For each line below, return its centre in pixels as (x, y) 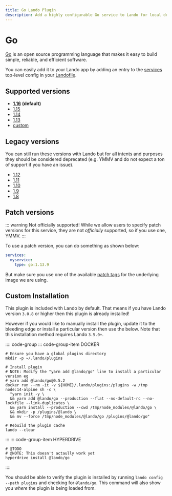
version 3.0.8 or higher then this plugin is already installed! (67, 314)
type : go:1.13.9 (32, 264)
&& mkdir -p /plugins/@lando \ (43, 412)
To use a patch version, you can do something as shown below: (72, 245)
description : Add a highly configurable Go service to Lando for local (83, 15)
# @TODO (14, 449)
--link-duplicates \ (48, 403)
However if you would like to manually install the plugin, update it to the (80, 324)
